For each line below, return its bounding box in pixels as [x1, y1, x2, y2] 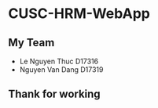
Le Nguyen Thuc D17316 [19, 56, 99, 66]
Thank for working [8, 88, 101, 101]
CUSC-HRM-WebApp [8, 5, 151, 23]
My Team [8, 36, 55, 49]
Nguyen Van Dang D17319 [19, 65, 104, 74]
